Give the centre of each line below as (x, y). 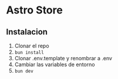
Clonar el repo (32, 46)
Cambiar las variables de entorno (55, 64)
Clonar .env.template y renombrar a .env (63, 58)
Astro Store (34, 10)
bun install (29, 53)
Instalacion (27, 32)
